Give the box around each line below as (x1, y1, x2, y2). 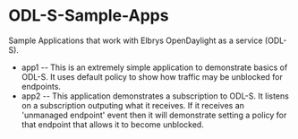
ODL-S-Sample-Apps (8, 5, 169, 26)
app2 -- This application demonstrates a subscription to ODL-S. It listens (21, 91, 290, 101)
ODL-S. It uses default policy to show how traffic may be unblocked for (21, 71, 284, 82)
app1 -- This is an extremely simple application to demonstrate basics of (21, 62, 288, 73)
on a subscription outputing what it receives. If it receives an (21, 100, 245, 110)
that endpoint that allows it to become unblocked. (21, 118, 205, 130)
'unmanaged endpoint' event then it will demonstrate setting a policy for (21, 109, 287, 120)
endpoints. (21, 81, 62, 91)
